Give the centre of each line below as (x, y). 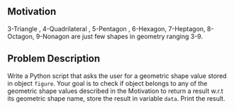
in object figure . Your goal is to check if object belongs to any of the (107, 83)
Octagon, (21, 36)
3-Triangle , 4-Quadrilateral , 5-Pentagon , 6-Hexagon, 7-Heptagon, (106, 28)
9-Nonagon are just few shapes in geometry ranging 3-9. (119, 36)
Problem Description (54, 59)
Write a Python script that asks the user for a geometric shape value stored (117, 76)
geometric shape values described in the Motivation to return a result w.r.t (115, 91)
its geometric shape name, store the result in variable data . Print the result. (116, 98)
